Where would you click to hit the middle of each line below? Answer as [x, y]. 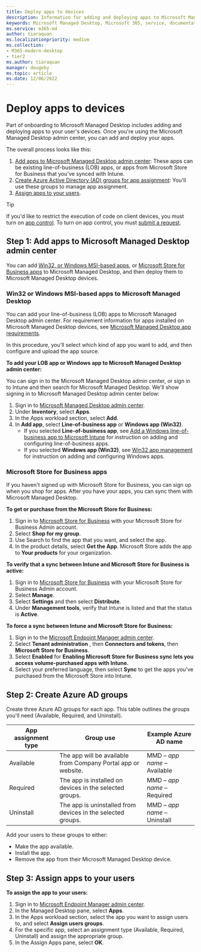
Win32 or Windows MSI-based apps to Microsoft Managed [93, 294]
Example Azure [169, 734]
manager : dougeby [28, 68]
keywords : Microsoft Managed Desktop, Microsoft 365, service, [87, 23]
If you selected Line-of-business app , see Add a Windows [96, 431]
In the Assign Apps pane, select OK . [59, 942]
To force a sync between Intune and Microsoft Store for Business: [89, 626]
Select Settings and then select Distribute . [68, 601]
